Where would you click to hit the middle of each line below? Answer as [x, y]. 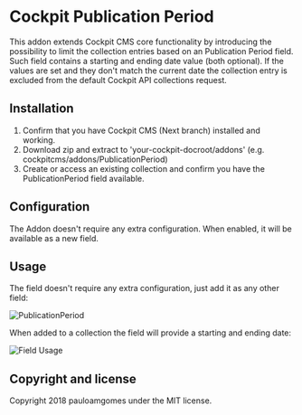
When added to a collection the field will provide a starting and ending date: [151, 333]
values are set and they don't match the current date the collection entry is [148, 71]
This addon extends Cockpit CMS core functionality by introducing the [141, 42]
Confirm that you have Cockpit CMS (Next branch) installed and [141, 130]
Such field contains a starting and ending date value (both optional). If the [147, 61]
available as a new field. [54, 238]
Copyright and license [73, 378]
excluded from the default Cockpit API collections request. [118, 80]
